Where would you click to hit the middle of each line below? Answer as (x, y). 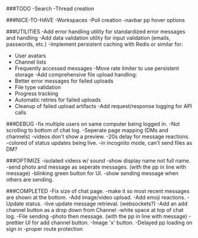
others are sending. (30, 180)
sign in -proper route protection (45, 229)
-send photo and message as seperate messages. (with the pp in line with (96, 167)
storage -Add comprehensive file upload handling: (76, 74)
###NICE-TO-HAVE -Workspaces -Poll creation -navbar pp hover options (95, 20)
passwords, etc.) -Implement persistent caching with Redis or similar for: (95, 44)
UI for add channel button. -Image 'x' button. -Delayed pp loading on (109, 223)
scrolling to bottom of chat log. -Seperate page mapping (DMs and (87, 130)
